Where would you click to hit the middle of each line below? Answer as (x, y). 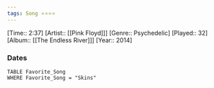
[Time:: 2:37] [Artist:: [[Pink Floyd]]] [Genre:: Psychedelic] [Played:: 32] (107, 33)
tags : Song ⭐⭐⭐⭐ (32, 13)
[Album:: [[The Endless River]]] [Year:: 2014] (70, 40)
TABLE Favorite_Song (37, 72)
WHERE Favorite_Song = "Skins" (52, 78)
